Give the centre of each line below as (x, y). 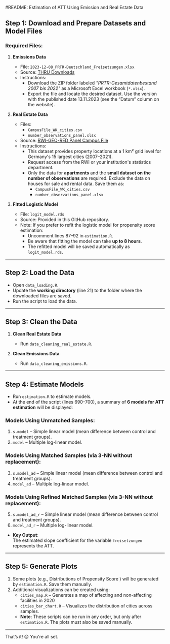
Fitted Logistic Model (35, 204)
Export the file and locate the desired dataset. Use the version (92, 94)
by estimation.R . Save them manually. (52, 584)
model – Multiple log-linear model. (47, 442)
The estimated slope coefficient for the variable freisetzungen (77, 540)
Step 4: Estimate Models (45, 384)
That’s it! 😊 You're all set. (32, 636)
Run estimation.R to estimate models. (52, 396)
